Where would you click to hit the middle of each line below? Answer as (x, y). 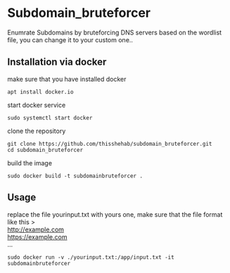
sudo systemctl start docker (50, 118)
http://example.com (36, 229)
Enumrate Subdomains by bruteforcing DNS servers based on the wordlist (115, 32)
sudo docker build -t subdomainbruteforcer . (75, 176)
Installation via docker (57, 62)
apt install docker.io (40, 92)
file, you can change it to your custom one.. (70, 39)
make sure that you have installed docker (67, 79)
